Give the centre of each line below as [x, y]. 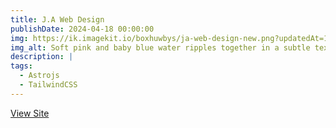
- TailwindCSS [48, 85]
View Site [30, 113]
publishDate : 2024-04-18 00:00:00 [82, 29]
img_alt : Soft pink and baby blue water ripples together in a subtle [160, 47]
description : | [42, 57]
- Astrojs [39, 76]
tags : [21, 66]
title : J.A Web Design [57, 19]
